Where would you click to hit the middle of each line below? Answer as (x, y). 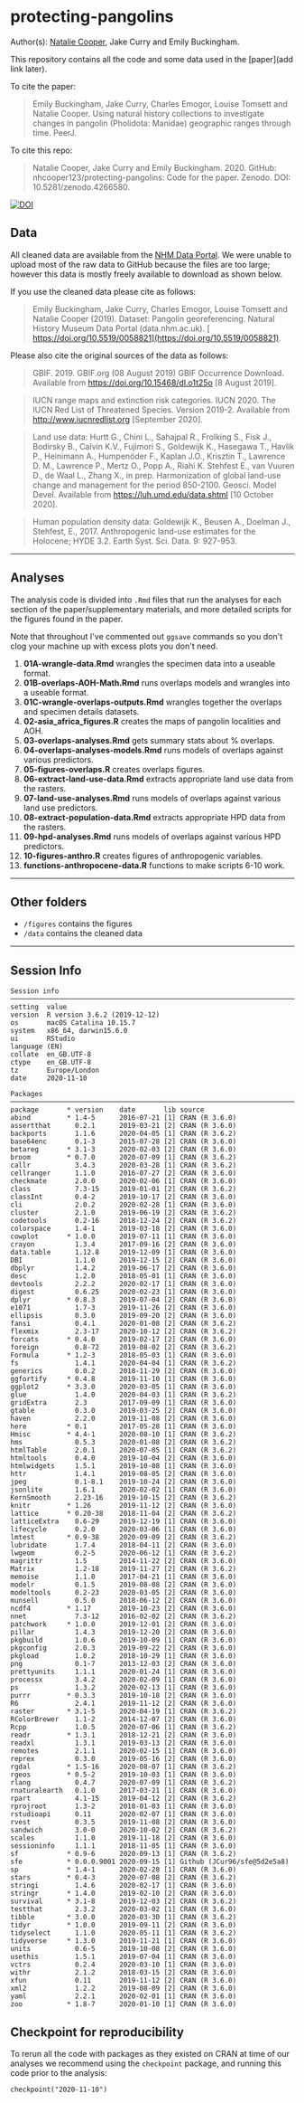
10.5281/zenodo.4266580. (81, 186)
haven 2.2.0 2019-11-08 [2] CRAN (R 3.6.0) (124, 1419)
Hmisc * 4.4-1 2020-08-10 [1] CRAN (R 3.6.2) (124, 1435)
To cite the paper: (43, 86)
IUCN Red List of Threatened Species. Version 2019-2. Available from (161, 410)
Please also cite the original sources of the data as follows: (120, 355)
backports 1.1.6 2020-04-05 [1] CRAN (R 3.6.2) (124, 1134)
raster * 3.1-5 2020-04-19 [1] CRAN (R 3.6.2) (124, 1711)
